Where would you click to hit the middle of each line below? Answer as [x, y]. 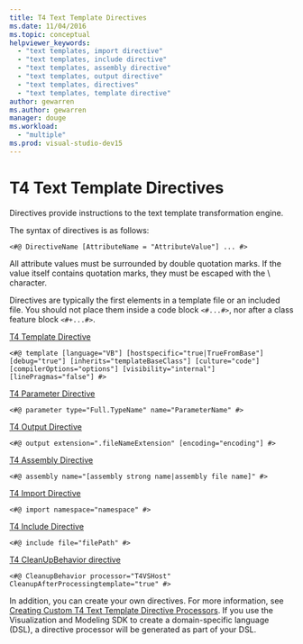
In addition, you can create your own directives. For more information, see [147, 601]
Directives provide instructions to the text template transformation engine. [147, 213]
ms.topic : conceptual [50, 34]
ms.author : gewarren [48, 110]
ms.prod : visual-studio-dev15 [66, 143]
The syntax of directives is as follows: [79, 230]
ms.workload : [34, 127]
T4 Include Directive [46, 526]
